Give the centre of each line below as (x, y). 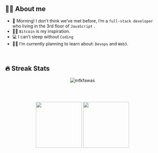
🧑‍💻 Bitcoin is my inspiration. (41, 31)
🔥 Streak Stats (27, 69)
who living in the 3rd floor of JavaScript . (54, 26)
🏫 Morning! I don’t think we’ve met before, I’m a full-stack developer (82, 21)
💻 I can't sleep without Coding (43, 37)
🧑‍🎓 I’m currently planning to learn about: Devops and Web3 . (70, 44)
